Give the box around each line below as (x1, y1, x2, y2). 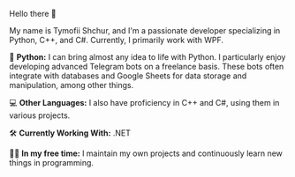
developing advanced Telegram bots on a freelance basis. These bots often (9, 62, 284, 71)
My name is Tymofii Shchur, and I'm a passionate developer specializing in (9, 26, 281, 35)
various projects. (9, 110, 71, 121)
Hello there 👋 (9, 9, 57, 18)
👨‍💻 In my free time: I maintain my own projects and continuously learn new (9, 148, 283, 159)
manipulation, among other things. (9, 80, 134, 90)
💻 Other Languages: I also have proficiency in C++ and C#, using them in (9, 98, 280, 107)
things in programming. (9, 158, 95, 167)
